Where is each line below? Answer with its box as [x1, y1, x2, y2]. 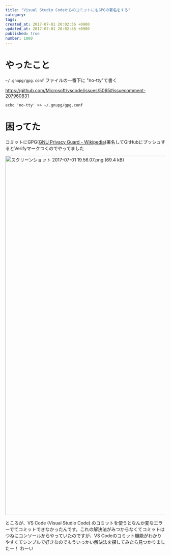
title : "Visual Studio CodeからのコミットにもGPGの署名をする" [5, 7, 131, 13]
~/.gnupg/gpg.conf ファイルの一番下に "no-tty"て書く [5, 77, 118, 83]
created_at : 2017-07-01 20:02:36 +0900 [5, 21, 90, 27]
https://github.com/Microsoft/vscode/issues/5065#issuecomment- [5, 87, 146, 93]
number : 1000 [5, 36, 33, 41]
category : [5, 12, 26, 17]
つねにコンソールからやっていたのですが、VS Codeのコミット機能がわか [5, 533, 157, 539]
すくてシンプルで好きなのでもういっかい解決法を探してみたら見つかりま [9, 539, 161, 545]
